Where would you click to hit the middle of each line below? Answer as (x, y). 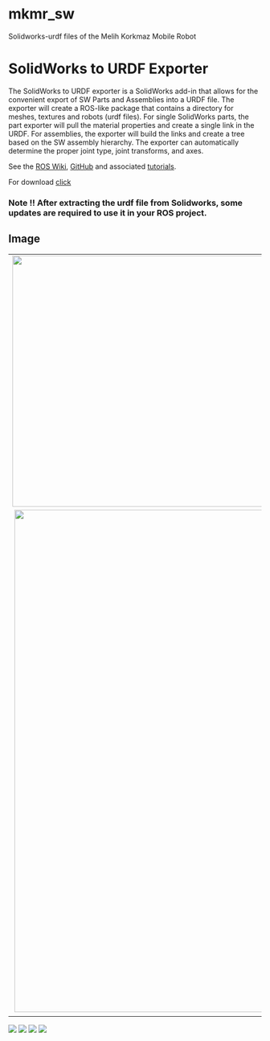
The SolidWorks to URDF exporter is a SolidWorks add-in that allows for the (133, 91)
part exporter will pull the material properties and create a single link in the (131, 125)
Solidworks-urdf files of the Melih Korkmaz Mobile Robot (102, 36)
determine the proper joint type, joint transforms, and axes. (106, 150)
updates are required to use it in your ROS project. (108, 212)
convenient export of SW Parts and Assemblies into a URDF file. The (121, 99)
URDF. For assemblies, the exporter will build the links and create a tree (127, 133)
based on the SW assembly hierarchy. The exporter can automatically (124, 142)
